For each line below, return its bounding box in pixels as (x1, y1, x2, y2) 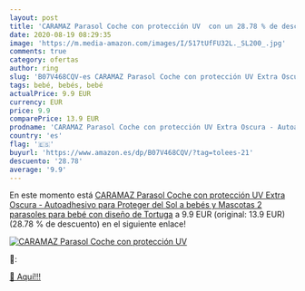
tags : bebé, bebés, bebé (9, 81, 103, 90)
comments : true (9, 47, 67, 56)
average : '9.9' (9, 165, 67, 174)
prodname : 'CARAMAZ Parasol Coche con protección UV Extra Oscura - (9, 123, 274, 132)
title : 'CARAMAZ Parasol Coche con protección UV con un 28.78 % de (9, 22, 279, 31)
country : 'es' (9, 131, 64, 141)
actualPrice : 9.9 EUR (9, 89, 92, 98)
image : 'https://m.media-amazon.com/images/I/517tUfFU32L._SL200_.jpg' (9, 38, 286, 48)
